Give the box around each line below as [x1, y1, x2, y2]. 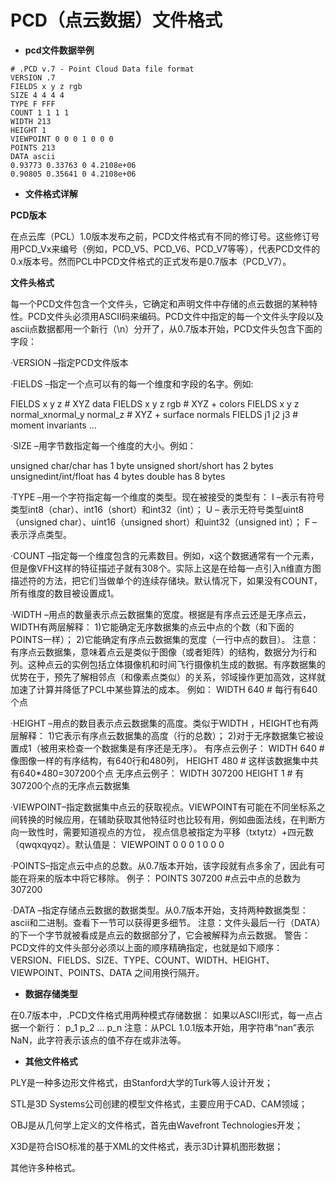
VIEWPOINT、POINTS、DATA [10, 966, 133, 978]
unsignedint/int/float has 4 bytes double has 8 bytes [10, 470, 226, 482]
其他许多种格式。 [10, 1161, 81, 1173]
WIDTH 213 [10, 116, 52, 126]
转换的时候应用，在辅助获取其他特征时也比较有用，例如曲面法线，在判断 [18, 813, 317, 825]
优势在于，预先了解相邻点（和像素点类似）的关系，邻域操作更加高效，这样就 [10, 671, 326, 683]
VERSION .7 [10, 72, 56, 83]
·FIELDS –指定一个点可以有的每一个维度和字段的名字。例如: [10, 377, 254, 390]
